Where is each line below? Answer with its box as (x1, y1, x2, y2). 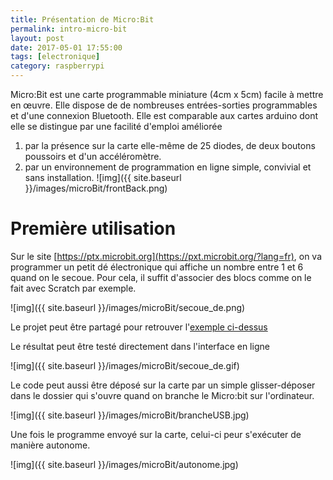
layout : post (10, 33, 65, 43)
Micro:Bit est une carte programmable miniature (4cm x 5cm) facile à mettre (10, 89, 324, 100)
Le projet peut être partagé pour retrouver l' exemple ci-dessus (10, 321, 268, 333)
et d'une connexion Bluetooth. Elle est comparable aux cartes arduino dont (10, 110, 319, 121)
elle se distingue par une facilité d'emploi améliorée (10, 121, 223, 132)
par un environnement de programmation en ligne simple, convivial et (24, 161, 312, 173)
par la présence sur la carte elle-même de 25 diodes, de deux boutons (24, 140, 316, 151)
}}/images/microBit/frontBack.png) (24, 182, 168, 194)
